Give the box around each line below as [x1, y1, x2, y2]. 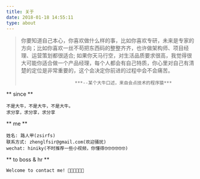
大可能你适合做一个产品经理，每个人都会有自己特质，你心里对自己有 [20, 59, 189, 66]
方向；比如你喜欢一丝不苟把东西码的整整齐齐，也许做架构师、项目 [20, 44, 184, 51]
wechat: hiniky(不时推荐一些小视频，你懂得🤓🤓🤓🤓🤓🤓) [6, 145, 129, 151]
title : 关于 [6, 8, 34, 15]
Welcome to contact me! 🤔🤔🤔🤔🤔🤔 [6, 168, 84, 174]
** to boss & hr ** [6, 156, 50, 163]
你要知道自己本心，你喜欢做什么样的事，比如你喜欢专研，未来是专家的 [20, 37, 195, 44]
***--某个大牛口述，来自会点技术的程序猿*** [74, 80, 172, 86]
